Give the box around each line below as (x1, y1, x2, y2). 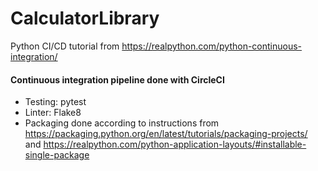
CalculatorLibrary (10, 7, 160, 30)
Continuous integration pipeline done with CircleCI (10, 73, 225, 86)
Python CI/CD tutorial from (10, 40, 120, 52)
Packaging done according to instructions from (24, 117, 220, 129)
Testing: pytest (24, 96, 87, 108)
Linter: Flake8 (24, 107, 82, 119)
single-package (24, 149, 90, 161)
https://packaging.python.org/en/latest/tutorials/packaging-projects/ (24, 128, 308, 140)
